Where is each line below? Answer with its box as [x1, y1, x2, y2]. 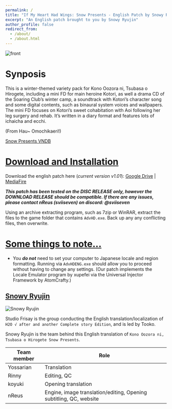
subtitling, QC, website [45, 395, 99, 402]
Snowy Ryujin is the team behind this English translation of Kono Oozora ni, [5, 331, 164, 337]
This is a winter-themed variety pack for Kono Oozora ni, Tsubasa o [5, 85, 148, 91]
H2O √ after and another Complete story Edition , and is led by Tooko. [5, 321, 156, 327]
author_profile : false [5, 22, 54, 27]
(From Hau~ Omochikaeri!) [5, 128, 61, 134]
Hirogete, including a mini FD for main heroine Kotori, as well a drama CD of [5, 90, 165, 97]
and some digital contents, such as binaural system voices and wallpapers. [5, 101, 163, 108]
